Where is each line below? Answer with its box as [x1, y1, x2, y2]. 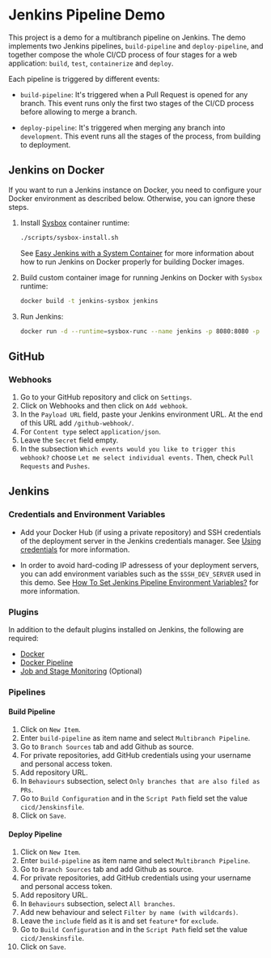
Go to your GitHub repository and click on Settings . [19, 392, 193, 402]
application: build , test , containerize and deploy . [8, 58, 174, 68]
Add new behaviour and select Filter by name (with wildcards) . [19, 908, 239, 917]
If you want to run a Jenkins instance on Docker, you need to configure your [8, 185, 262, 195]
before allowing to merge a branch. [19, 107, 138, 117]
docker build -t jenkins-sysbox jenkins [19, 297, 159, 305]
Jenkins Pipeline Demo [8, 6, 166, 24]
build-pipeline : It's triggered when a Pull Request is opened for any [19, 89, 248, 99]
